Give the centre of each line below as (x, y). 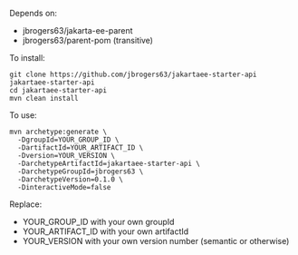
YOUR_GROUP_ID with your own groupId (98, 222)
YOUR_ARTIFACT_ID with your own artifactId (106, 231)
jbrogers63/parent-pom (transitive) (88, 40)
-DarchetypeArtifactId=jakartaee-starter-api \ (109, 163)
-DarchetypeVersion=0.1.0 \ (71, 180)
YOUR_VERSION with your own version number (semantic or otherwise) (156, 241)
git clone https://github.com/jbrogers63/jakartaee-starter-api (133, 74)
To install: (27, 58)
